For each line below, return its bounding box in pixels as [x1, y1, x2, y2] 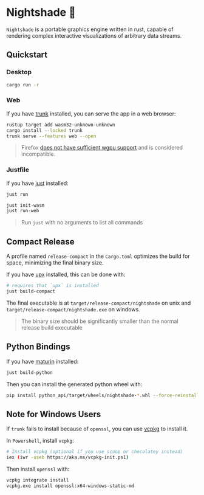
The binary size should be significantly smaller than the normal [21, 317, 178, 325]
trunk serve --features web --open [6, 133, 97, 139]
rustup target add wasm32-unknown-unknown [6, 122, 115, 128]
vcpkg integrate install [6, 477, 69, 483]
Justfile [6, 165, 29, 174]
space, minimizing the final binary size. [6, 259, 104, 266]
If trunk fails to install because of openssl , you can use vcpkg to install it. [6, 425, 188, 432]
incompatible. [21, 150, 56, 157]
